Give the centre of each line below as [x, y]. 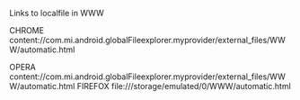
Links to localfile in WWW [57, 13]
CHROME [27, 30]
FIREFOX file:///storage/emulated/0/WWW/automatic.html [184, 86]
